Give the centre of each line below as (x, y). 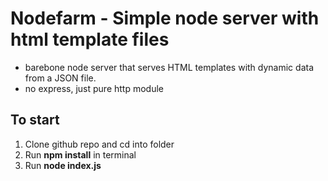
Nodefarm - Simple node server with (165, 18)
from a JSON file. (60, 78)
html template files (90, 39)
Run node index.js (63, 165)
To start (35, 120)
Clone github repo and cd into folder (99, 144)
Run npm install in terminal (80, 154)
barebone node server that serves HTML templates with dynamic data (169, 67)
